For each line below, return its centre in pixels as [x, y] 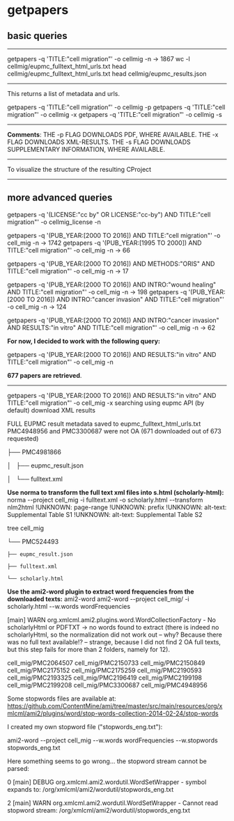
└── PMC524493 [33, 541]
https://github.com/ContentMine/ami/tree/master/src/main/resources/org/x [115, 706]
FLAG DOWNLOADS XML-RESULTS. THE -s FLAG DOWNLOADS [99, 142]
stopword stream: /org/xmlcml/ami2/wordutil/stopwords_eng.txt [99, 810]
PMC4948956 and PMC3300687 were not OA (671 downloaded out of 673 [114, 431]
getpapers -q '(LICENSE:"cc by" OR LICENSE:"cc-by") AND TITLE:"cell [109, 214]
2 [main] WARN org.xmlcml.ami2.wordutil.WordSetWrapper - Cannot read [112, 803]
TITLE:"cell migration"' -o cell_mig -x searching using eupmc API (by [106, 403]
